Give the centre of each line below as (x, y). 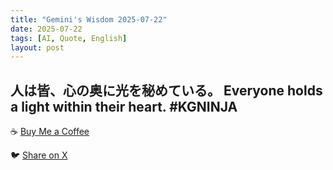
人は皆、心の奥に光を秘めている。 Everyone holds (166, 90)
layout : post (37, 47)
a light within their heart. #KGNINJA (124, 106)
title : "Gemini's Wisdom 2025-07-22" (89, 19)
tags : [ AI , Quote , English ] (69, 38)
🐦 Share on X (39, 155)
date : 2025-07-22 (46, 29)
